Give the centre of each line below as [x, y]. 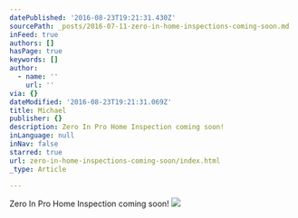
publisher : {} [36, 118]
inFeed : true [34, 34]
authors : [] [32, 43]
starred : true [36, 152]
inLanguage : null [42, 136]
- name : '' [38, 77]
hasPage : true [36, 52]
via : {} [24, 93]
